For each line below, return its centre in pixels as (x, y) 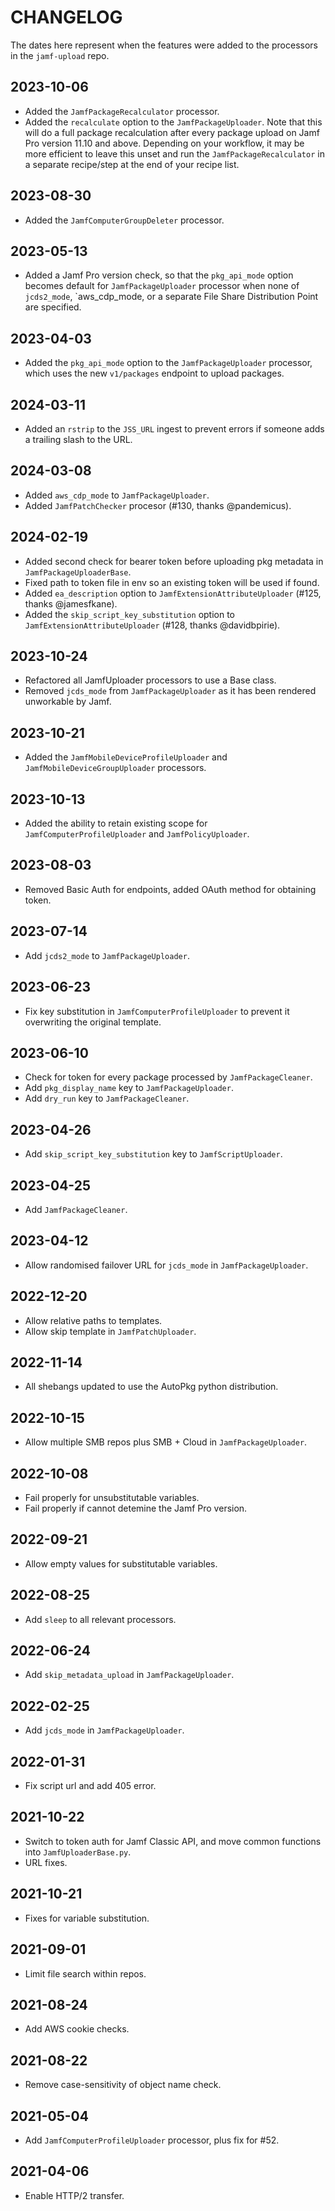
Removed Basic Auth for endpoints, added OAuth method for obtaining (170, 889)
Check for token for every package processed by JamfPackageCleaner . (168, 1077)
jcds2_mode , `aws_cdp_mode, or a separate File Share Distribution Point (171, 297)
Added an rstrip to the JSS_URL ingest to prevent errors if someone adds (174, 429)
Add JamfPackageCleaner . (76, 1209)
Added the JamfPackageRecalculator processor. (122, 111)
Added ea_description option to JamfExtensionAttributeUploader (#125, (173, 593)
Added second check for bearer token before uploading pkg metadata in (174, 561)
